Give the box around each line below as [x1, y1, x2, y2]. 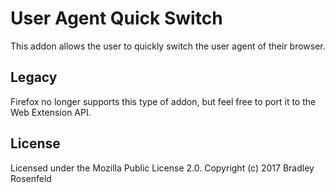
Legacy [10, 69, 58, 86]
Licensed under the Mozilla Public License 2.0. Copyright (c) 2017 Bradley [10, 162, 315, 174]
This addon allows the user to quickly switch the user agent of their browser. [10, 40, 326, 52]
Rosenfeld [10, 172, 52, 184]
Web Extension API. [10, 106, 92, 118]
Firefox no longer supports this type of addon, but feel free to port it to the [10, 95, 317, 107]
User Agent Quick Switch [10, 7, 223, 30]
